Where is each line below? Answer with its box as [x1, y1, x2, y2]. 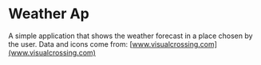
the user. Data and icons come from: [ [8, 39, 133, 48]
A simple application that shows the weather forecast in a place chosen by [8, 31, 253, 40]
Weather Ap [8, 5, 89, 23]
